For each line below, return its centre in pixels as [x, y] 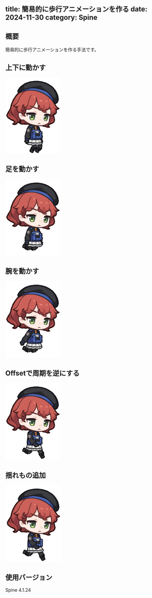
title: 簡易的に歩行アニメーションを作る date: [76, 9]
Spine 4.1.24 [18, 590]
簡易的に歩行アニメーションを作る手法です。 [52, 50]
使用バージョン [29, 577]
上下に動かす [26, 68]
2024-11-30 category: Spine [51, 18]
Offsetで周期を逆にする [42, 373]
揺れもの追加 [26, 475]
